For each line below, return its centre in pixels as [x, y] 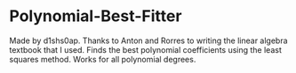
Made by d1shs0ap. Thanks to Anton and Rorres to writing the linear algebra [148, 40]
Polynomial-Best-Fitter [96, 16]
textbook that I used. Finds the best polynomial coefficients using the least [145, 49]
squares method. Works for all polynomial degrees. [103, 59]
